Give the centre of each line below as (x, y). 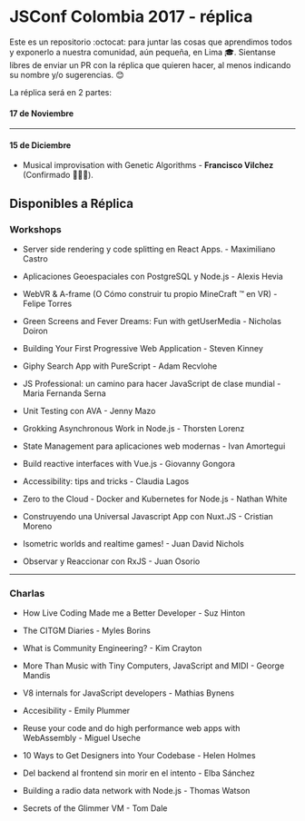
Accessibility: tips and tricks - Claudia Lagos (106, 481)
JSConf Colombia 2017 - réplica (131, 17)
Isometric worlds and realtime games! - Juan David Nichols (133, 544)
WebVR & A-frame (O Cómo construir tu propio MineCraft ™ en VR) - (150, 294)
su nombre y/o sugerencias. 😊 (67, 74)
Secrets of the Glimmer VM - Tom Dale (95, 808)
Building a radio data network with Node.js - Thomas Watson (136, 791)
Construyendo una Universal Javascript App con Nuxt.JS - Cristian (148, 517)
